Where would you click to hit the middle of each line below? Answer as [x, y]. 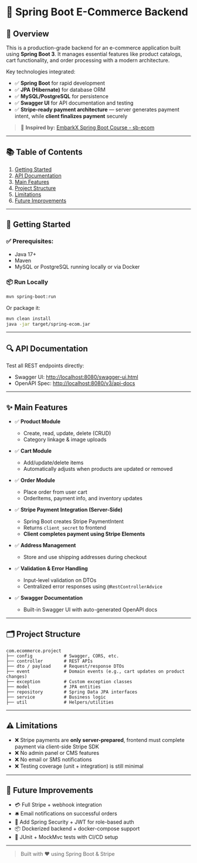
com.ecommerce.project [34, 651]
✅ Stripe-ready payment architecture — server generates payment [97, 109]
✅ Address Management [45, 546]
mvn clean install [28, 319]
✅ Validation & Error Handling [51, 568]
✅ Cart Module [33, 451]
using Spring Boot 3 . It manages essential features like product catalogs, [94, 54]
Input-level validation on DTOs [60, 580]
